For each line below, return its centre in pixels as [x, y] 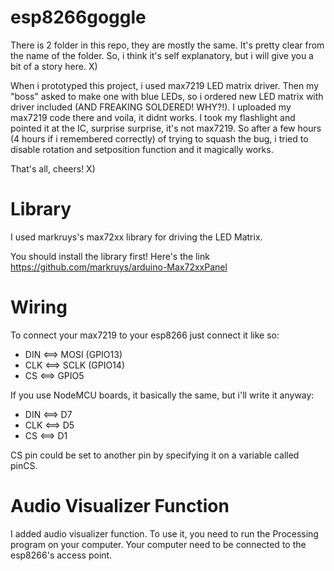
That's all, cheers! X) [53, 168]
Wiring [39, 307]
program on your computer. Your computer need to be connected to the [158, 544]
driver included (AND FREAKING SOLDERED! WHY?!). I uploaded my [151, 107]
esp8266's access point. [61, 555]
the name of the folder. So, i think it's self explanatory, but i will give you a [162, 55]
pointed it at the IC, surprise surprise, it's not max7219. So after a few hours [166, 128]
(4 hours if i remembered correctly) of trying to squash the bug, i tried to [159, 138]
